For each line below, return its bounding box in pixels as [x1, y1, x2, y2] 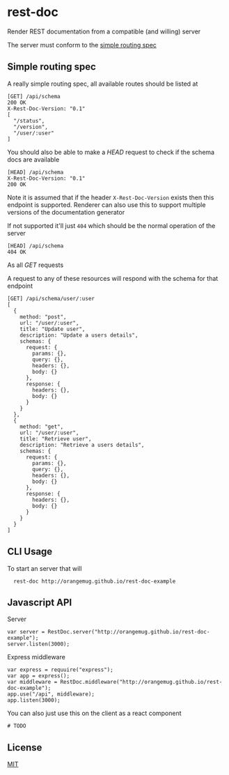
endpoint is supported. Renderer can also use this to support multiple [7, 200, 206, 209]
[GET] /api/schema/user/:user [7, 295, 95, 302]
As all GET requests [7, 261, 64, 269]
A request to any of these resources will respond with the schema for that [7, 274, 219, 282]
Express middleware [7, 653, 66, 661]
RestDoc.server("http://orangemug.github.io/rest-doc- [47, 629, 210, 636]
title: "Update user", [19, 325, 86, 332]
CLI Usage [7, 546, 53, 558]
